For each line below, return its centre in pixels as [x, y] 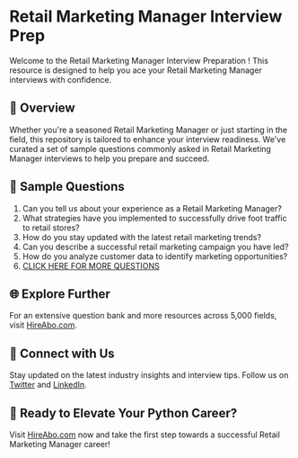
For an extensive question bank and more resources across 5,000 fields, [143, 316]
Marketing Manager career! [60, 444]
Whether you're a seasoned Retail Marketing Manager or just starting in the [149, 130]
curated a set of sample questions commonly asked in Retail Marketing [140, 148]
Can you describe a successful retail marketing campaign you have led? [155, 247]
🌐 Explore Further [60, 294]
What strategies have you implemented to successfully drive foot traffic [154, 218]
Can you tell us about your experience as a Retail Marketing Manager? [152, 208]
